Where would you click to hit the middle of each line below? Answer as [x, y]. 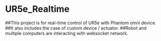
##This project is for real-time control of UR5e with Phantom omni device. [81, 23]
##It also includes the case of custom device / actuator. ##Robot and [76, 28]
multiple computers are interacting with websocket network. [67, 33]
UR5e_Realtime [37, 9]
